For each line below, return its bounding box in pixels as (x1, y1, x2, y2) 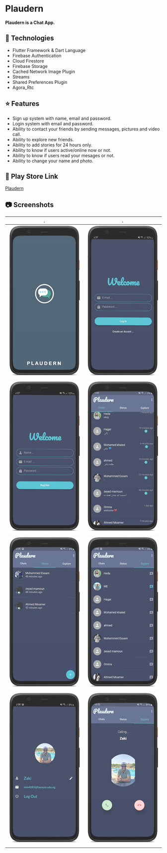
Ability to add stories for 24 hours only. (12, 142, 92, 148)
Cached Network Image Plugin (12, 68, 76, 74)
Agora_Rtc (12, 84, 34, 90)
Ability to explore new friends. (12, 136, 74, 142)
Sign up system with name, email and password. (12, 115, 112, 121)
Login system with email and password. (12, 120, 93, 126)
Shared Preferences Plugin (12, 79, 68, 85)
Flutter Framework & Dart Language (12, 47, 86, 53)
